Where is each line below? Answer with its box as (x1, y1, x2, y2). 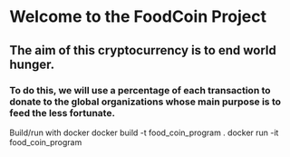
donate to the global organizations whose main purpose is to (9, 95, 281, 108)
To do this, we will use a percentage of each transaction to (9, 83, 271, 96)
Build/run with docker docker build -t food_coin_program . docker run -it (9, 127, 279, 138)
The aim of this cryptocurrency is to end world (9, 43, 276, 58)
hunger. (9, 56, 55, 72)
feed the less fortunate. (9, 106, 116, 119)
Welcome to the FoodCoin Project (9, 6, 267, 27)
